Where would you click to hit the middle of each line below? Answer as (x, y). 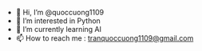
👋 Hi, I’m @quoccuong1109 (60, 12)
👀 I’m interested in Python (58, 21)
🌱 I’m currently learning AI (59, 29)
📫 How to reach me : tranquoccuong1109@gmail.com (105, 38)
